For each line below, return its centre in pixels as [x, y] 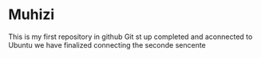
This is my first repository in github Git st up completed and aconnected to [130, 37]
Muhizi [32, 15]
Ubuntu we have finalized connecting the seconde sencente [107, 44]
